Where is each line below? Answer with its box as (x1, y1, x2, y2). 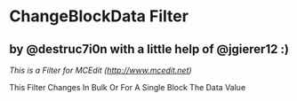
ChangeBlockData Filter (9, 6, 189, 27)
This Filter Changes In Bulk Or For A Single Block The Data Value (9, 82, 246, 92)
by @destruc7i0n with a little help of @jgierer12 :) (9, 42, 289, 57)
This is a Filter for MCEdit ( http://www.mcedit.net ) (9, 65, 193, 75)
